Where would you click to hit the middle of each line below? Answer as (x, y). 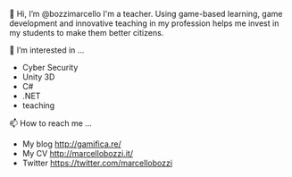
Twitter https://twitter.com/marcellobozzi (97, 163)
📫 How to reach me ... (50, 123)
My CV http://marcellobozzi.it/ (78, 153)
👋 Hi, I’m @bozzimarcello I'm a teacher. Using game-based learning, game (146, 14)
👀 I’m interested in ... (47, 50)
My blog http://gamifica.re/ (72, 144)
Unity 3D (38, 77)
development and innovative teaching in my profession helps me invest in (144, 23)
